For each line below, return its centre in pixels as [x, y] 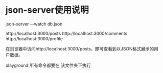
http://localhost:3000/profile [34, 38]
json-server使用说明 [47, 10]
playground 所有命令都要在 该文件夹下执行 [48, 65]
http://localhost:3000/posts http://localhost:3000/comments [67, 33]
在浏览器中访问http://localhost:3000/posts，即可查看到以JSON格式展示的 [80, 49]
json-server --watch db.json [34, 24]
